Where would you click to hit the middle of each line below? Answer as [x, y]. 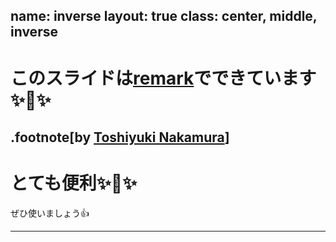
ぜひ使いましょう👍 [50, 213]
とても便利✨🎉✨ [74, 183]
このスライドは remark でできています [163, 78]
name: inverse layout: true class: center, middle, [164, 16]
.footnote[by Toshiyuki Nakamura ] [120, 137]
